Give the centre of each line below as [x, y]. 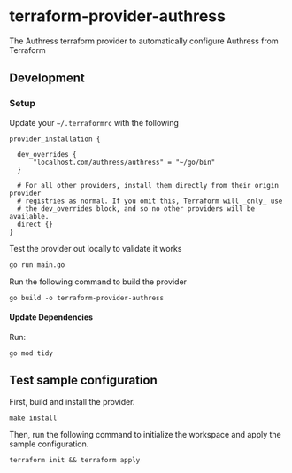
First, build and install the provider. [72, 401]
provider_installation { [55, 139]
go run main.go [37, 264]
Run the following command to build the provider [98, 282]
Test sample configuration [83, 380]
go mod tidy [31, 353]
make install [33, 418]
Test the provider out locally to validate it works [96, 248]
